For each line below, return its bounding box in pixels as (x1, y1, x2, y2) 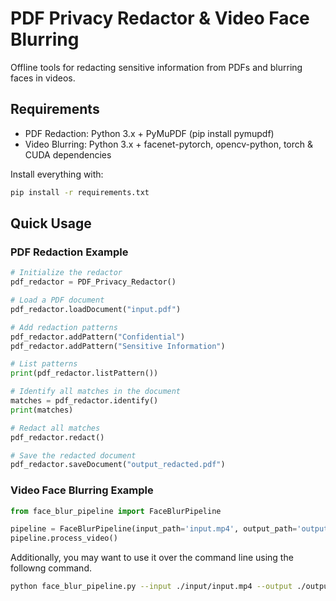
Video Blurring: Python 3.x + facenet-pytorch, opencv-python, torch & (24, 138, 313, 150)
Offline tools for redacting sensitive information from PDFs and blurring (10, 61, 303, 73)
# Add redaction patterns (10, 322, 118, 332)
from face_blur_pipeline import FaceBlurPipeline (10, 506, 222, 516)
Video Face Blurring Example (10, 483, 154, 497)
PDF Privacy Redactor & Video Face (10, 7, 310, 30)
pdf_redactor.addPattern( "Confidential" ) (10, 332, 186, 342)
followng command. (10, 562, 92, 574)
